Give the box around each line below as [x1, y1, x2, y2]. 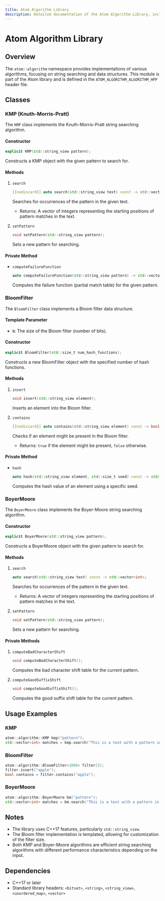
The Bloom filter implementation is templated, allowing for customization [12, 832, 159, 837]
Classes [5, 96, 30, 104]
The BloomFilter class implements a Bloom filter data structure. [5, 306, 134, 312]
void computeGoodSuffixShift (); [12, 686, 79, 692]
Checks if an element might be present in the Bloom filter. [12, 433, 129, 439]
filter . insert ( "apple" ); [5, 767, 56, 772]
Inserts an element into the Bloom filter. [12, 405, 92, 411]
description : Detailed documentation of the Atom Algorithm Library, [5, 12, 151, 17]
